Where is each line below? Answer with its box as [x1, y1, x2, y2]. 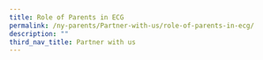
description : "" [9, 29, 69, 38]
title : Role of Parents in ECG [9, 12, 124, 22]
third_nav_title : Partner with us [9, 37, 137, 47]
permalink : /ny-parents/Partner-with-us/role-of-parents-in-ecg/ [9, 21, 254, 30]
